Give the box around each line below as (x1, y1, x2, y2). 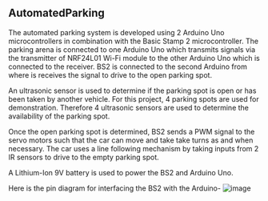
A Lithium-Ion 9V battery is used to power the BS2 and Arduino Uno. (8, 167, 234, 177)
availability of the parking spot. (8, 111, 110, 121)
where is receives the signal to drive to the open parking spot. (8, 70, 213, 79)
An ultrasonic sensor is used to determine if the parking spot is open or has (8, 86, 257, 95)
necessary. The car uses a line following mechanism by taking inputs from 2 (8, 143, 259, 153)
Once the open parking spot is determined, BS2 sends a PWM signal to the (8, 127, 255, 136)
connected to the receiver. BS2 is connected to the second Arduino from (8, 62, 248, 71)
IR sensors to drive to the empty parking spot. (8, 152, 160, 162)
